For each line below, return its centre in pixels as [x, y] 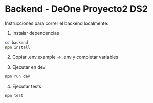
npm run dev [17, 76]
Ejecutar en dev [29, 67]
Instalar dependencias [36, 33]
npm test [14, 95]
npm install [17, 47]
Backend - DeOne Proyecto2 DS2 [76, 9]
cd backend [16, 42]
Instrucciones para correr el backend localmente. [57, 23]
